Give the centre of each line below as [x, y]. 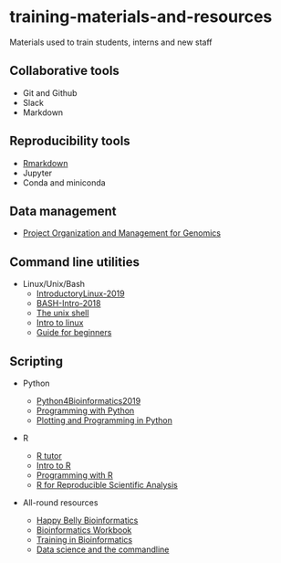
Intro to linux [60, 323]
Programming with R [75, 475]
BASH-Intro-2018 [68, 303]
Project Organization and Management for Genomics [122, 233]
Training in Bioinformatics [84, 540]
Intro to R [53, 465]
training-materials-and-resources [141, 17]
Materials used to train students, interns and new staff [111, 42]
